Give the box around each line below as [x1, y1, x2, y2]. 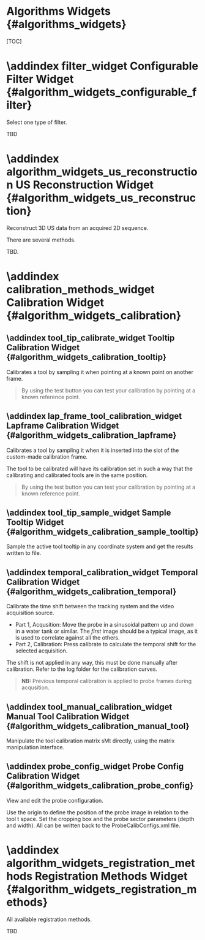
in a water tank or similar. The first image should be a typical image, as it [15, 627, 198, 635]
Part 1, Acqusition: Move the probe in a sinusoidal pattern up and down [15, 621, 194, 629]
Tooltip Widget [6, 517, 64, 528]
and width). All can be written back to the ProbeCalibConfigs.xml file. [6, 822, 181, 829]
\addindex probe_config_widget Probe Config [6, 762, 184, 772]
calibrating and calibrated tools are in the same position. [6, 471, 148, 479]
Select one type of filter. [6, 118, 67, 126]
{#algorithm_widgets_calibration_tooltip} [6, 352, 167, 362]
